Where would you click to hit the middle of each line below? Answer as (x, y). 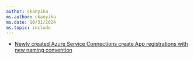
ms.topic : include (28, 27)
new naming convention (44, 50)
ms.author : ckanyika (31, 17)
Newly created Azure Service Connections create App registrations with (101, 44)
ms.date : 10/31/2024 (31, 22)
